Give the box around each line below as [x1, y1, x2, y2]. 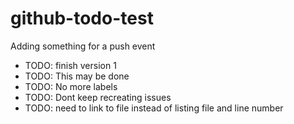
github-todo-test [10, 7, 154, 30]
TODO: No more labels [24, 80, 118, 92]
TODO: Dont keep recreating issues [24, 91, 172, 103]
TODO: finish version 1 [24, 59, 117, 71]
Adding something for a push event [10, 40, 156, 52]
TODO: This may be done [24, 70, 130, 82]
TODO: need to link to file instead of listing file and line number [24, 102, 284, 114]
